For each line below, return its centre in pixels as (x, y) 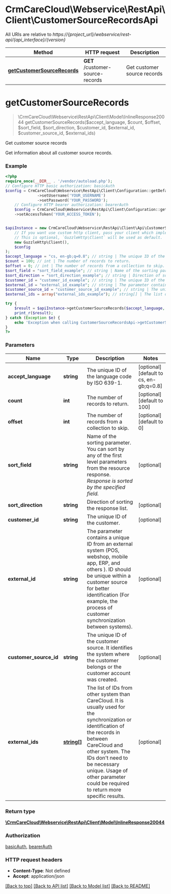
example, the (102, 601)
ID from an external (110, 544)
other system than (109, 694)
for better (98, 588)
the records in (104, 732)
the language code (109, 376)
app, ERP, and (104, 563)
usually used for (106, 707)
